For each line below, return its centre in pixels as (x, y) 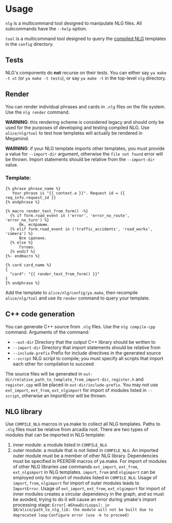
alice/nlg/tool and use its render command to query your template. (78, 298)
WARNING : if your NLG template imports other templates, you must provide (85, 148)
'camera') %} (19, 234)
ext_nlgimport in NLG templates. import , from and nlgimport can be (84, 472)
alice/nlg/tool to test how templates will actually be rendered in (74, 133)
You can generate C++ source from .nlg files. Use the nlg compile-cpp (80, 326)
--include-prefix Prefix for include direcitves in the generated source (87, 353)
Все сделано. (33, 238)
